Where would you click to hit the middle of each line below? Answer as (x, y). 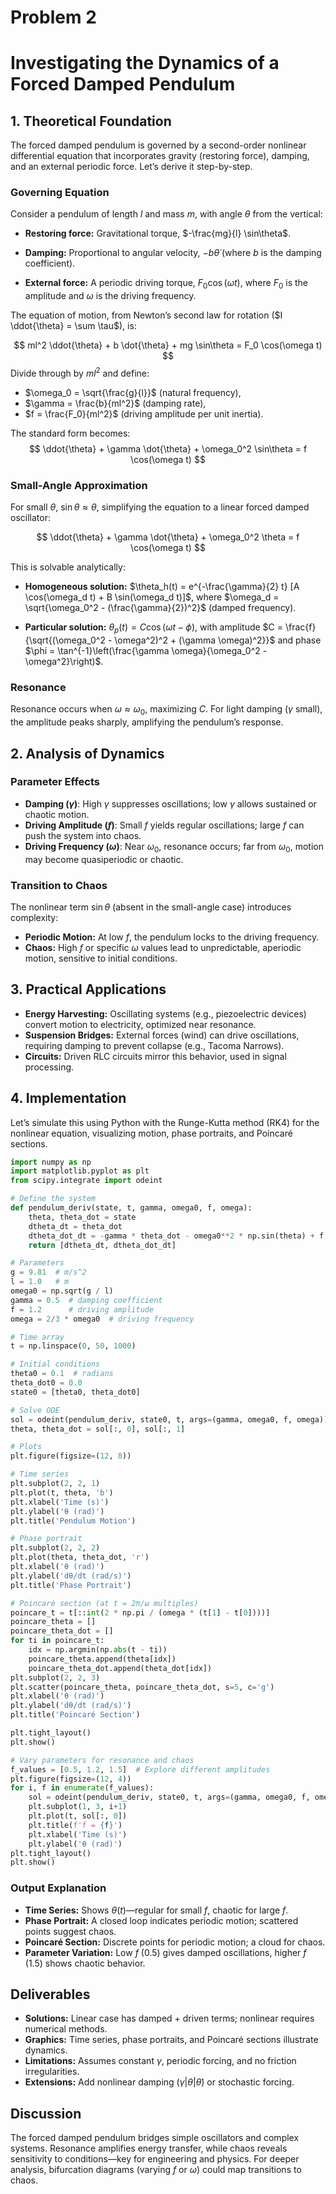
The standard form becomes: (70, 433)
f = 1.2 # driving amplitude (82, 1309)
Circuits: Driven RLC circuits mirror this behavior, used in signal (155, 1056)
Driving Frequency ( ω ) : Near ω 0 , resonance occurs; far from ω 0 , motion (174, 847)
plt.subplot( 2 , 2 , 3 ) (55, 1677)
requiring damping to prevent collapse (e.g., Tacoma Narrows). (154, 1045)
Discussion (46, 2113)
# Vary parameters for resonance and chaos (102, 1760)
